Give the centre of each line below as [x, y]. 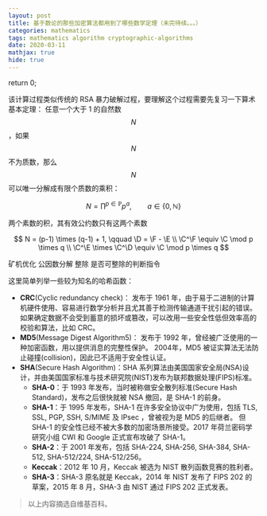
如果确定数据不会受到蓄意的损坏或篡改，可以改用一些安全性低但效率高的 [138, 317]
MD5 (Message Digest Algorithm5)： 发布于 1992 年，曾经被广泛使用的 [135, 337]
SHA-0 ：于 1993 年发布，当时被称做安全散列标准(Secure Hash [134, 387]
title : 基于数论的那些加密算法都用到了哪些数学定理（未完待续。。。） [105, 23]
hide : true [26, 61]
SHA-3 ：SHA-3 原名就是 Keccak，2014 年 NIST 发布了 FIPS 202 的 [142, 477]
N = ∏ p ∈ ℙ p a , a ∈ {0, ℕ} [133, 205]
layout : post [30, 16]
